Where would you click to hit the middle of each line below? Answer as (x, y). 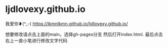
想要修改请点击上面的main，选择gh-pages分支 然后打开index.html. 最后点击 (84, 34)
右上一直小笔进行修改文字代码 (36, 40)
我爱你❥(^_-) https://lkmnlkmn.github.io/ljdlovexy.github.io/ (67, 23)
